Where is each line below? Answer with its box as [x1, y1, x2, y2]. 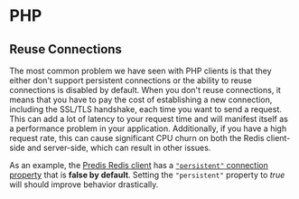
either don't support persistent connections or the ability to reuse [9, 75, 253, 86]
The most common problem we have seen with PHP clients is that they [9, 65, 273, 76]
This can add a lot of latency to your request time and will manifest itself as [9, 114, 289, 124]
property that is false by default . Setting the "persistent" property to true [9, 169, 285, 180]
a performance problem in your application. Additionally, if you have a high [9, 123, 287, 134]
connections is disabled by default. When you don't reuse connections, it [9, 85, 282, 95]
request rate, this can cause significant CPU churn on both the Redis [9, 133, 265, 143]
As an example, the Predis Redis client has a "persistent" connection [9, 160, 268, 170]
